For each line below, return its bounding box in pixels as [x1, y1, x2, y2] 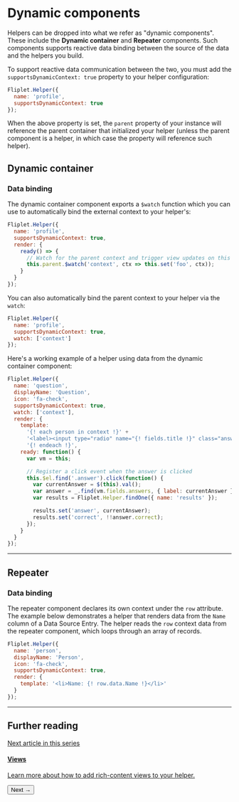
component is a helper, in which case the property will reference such [7, 134, 212, 143]
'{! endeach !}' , [26, 442, 78, 449]
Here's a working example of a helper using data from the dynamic [7, 354, 203, 363]
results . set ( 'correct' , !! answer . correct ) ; [33, 514, 164, 521]
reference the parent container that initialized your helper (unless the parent [7, 127, 230, 135]
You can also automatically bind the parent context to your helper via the [7, 293, 221, 302]
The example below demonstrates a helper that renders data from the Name [7, 611, 226, 620]
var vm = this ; [26, 455, 72, 462]
